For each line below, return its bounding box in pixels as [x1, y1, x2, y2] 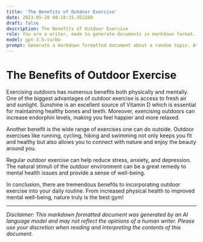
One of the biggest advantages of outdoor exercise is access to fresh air [6, 95, 187, 102]
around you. [6, 144, 36, 152]
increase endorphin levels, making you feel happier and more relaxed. [6, 114, 180, 121]
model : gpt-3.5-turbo [6, 37, 61, 43]
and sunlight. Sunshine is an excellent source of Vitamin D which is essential [6, 101, 196, 108]
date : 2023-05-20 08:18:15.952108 [6, 14, 94, 20]
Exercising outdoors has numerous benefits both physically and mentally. [6, 88, 188, 95]
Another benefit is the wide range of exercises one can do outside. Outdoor [6, 125, 195, 132]
